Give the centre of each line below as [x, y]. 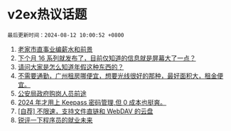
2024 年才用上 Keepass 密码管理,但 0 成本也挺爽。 [92, 102]
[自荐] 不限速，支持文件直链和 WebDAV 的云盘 [85, 111]
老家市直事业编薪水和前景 [55, 49]
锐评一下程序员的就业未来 [55, 120]
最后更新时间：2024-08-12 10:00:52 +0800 [66, 35]
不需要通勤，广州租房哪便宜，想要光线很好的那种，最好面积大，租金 [117, 76]
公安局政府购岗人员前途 [52, 93]
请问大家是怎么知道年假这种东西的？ [71, 67]
